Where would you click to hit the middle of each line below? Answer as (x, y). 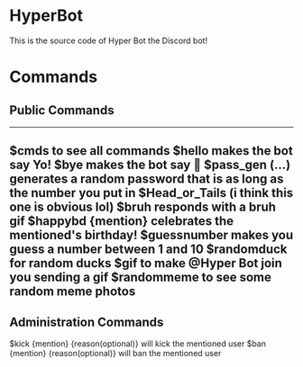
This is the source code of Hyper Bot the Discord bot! (109, 40)
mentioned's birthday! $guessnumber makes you (151, 235)
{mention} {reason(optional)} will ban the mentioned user (115, 354)
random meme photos (73, 292)
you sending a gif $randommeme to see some (141, 277)
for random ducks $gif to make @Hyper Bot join (146, 263)
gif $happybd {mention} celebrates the (122, 221)
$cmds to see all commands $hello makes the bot (151, 151)
